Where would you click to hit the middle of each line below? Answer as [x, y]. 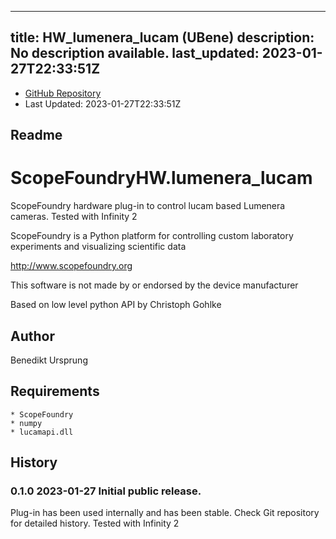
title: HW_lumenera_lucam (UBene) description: [162, 37]
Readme [36, 135]
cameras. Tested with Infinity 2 [74, 217]
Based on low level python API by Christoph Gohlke [116, 305]
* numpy [26, 423]
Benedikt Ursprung [49, 360]
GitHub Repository [63, 93]
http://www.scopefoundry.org [71, 266]
